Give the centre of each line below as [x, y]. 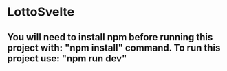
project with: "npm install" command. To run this [114, 47]
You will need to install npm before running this [110, 37]
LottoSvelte [41, 12]
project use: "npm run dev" [67, 58]
